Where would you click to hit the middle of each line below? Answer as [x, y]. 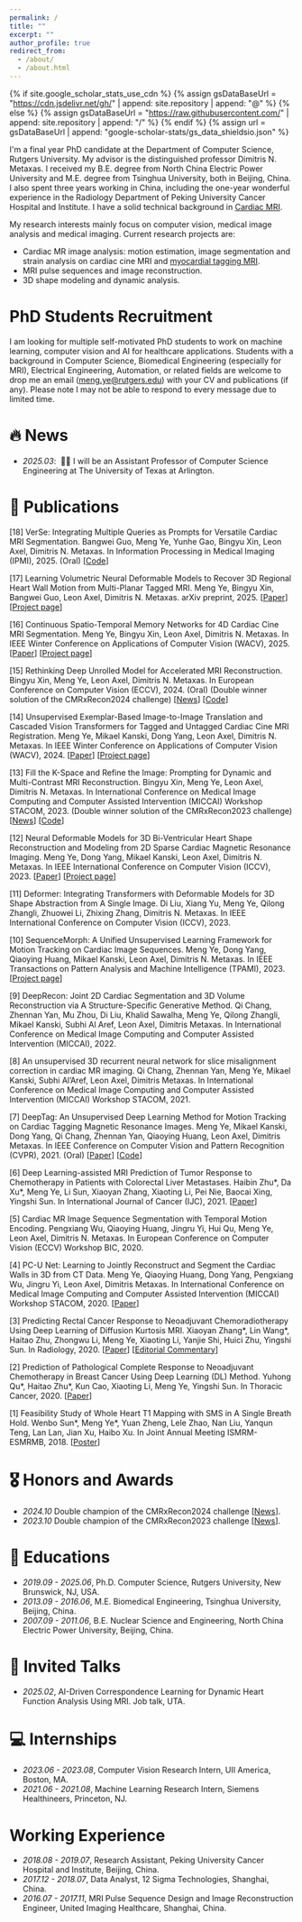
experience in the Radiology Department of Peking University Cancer [137, 197]
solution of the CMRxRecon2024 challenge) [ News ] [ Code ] [119, 699]
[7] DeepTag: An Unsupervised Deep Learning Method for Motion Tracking [148, 1117]
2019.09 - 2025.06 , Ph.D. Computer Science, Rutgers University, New [151, 1582]
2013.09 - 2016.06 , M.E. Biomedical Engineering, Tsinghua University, [151, 1601]
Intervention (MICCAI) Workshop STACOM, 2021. [100, 1099]
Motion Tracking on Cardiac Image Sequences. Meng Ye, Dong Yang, [138, 949]
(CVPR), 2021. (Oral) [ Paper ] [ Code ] [76, 1155]
